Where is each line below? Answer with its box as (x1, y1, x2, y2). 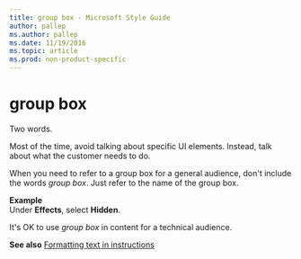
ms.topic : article (9, 47, 78, 56)
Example (9, 194, 43, 205)
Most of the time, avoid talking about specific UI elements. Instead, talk (9, 140, 272, 151)
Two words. (9, 123, 53, 134)
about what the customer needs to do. (9, 150, 151, 161)
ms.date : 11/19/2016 (9, 38, 87, 48)
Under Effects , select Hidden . (9, 204, 121, 215)
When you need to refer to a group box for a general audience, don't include (9, 167, 292, 178)
